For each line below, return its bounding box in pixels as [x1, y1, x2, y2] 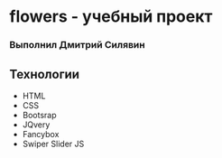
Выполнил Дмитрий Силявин [9, 39, 146, 51]
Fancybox [22, 128, 60, 139]
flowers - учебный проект [9, 6, 213, 27]
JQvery [22, 119, 51, 130]
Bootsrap [22, 109, 57, 120]
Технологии [9, 66, 79, 82]
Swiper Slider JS [22, 138, 85, 149]
